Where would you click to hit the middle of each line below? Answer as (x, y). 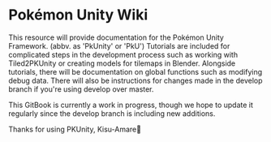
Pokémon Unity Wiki (78, 15)
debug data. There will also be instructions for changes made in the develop (135, 80)
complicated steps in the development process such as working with (123, 54)
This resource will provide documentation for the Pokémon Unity (116, 37)
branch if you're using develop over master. (81, 89)
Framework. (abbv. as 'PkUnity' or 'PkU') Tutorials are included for (119, 45)
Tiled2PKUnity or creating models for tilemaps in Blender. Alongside (122, 63)
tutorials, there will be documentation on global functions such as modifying (135, 71)
